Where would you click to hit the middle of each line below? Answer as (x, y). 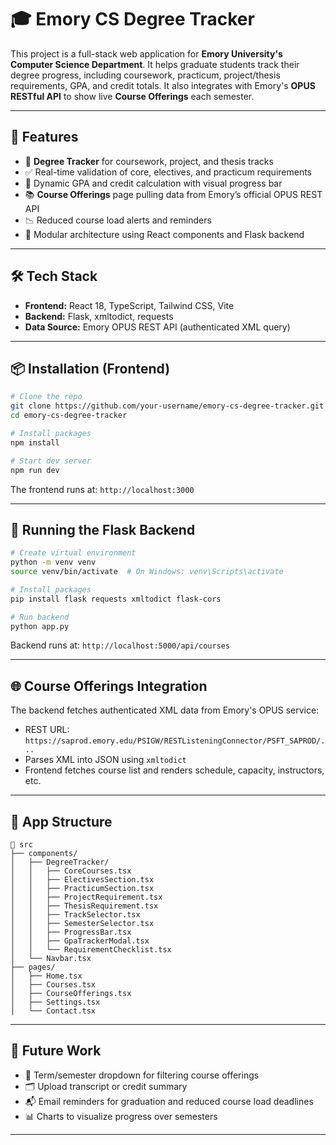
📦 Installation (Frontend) (90, 368)
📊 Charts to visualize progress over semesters (121, 1116)
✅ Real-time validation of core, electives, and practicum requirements (168, 172)
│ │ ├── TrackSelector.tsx (75, 915)
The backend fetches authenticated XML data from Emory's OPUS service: (165, 710)
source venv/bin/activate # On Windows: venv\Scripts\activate (147, 572)
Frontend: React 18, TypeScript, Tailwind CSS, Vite (129, 305)
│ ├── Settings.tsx (55, 1002)
